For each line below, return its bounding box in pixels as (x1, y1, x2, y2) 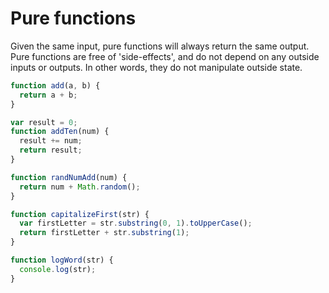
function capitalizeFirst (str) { (10, 209, 150, 219)
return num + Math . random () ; (19, 182, 141, 192)
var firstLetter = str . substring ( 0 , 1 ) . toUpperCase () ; (19, 218, 253, 229)
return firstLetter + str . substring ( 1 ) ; (19, 228, 190, 238)
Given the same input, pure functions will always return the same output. (10, 40, 310, 52)
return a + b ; (19, 90, 78, 100)
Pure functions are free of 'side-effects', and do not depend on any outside (10, 50, 320, 62)
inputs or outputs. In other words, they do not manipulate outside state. (10, 61, 303, 73)
